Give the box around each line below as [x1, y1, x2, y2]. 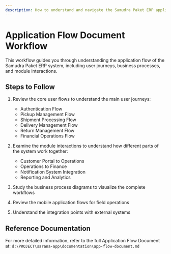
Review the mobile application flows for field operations [12, 200, 130, 206]
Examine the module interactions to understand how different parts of [12, 143, 159, 149]
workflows [12, 189, 35, 196]
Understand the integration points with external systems [12, 209, 131, 215]
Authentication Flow [20, 106, 63, 112]
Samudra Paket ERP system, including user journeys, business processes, [5, 62, 161, 69]
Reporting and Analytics [20, 174, 71, 181]
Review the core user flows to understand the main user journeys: [12, 96, 151, 102]
